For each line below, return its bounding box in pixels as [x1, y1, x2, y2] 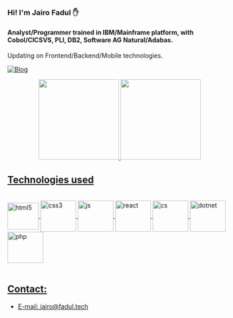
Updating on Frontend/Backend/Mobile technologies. [7, 51, 163, 60]
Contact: [7, 283, 48, 295]
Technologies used [7, 173, 94, 185]
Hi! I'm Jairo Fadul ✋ [7, 7, 79, 17]
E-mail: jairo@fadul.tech [17, 302, 89, 310]
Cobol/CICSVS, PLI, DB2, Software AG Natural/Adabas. [7, 36, 173, 44]
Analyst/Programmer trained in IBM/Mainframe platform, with [7, 28, 195, 36]
